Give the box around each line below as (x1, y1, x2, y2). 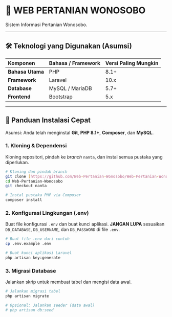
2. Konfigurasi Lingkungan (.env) (5, 210, 89, 217)
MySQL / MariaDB (49, 84, 92, 92)
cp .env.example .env (5, 241, 52, 246)
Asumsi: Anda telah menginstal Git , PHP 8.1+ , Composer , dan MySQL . (5, 129, 154, 135)
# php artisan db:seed (5, 307, 54, 312)
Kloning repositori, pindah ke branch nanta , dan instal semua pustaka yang (5, 153, 163, 160)
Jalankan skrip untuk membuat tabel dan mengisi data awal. (5, 279, 132, 285)
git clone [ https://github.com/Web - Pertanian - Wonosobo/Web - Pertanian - (5, 174, 159, 179)
